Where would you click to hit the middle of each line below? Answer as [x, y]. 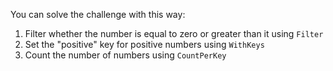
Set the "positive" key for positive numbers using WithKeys [144, 44]
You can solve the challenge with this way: [98, 14]
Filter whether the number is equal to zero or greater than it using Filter [174, 33]
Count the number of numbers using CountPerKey [125, 55]
